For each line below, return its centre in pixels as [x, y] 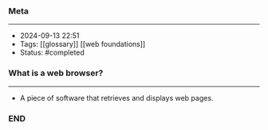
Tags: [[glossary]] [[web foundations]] [83, 44]
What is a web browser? [56, 73]
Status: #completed [52, 52]
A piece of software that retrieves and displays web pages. [116, 97]
